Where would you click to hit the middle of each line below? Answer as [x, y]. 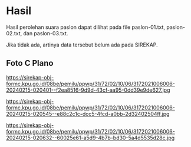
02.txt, [14, 33]
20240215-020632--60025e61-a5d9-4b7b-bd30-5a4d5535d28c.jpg [90, 138]
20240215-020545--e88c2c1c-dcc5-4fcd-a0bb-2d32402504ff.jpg [88, 113]
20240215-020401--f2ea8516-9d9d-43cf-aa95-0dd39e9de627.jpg [88, 90]
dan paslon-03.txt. [46, 33]
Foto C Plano [30, 63]
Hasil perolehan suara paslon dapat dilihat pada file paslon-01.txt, [86, 27]
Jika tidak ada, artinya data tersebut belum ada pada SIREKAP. [82, 45]
